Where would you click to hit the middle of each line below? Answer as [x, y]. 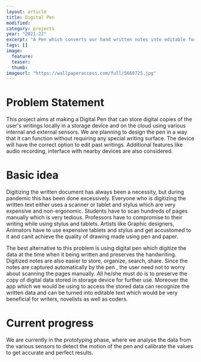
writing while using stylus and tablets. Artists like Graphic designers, [90, 224]
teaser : [21, 62]
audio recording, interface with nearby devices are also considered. [90, 151]
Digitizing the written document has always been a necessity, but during [95, 192]
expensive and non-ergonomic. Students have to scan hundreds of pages [97, 211]
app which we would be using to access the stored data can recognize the [98, 286]
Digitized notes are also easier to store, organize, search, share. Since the [97, 261]
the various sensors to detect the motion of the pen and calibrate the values [100, 346]
